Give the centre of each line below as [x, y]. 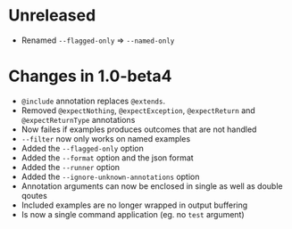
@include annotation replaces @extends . [93, 101]
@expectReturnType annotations [78, 119]
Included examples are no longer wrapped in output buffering [134, 205]
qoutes [34, 195]
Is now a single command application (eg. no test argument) [133, 214]
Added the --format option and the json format [107, 158]
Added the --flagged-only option [83, 148]
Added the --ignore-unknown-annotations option [110, 176]
